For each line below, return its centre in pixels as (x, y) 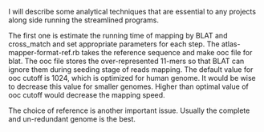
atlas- (231, 44)
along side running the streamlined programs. (83, 20)
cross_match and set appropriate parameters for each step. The (114, 44)
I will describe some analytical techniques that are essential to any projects (132, 12)
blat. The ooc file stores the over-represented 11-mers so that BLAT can (126, 61)
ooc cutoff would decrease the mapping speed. (87, 95)
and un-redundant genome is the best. (72, 119)
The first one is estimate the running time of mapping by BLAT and (118, 36)
